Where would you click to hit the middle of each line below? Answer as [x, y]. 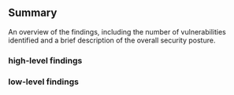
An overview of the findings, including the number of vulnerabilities [117, 31]
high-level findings [45, 60]
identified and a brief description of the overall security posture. [112, 40]
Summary [33, 13]
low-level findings [43, 82]
